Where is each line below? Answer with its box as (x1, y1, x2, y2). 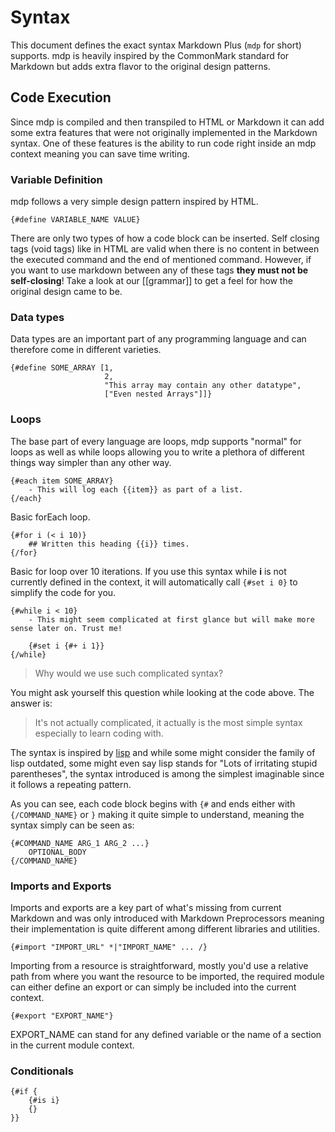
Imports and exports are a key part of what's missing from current (10, 901, 282, 913)
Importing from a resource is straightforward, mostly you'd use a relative (10, 959, 309, 971)
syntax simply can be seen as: (10, 819, 135, 831)
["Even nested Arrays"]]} (104, 389, 213, 400)
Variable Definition (10, 172, 103, 186)
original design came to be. (10, 286, 123, 298)
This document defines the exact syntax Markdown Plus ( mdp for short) (10, 39, 302, 51)
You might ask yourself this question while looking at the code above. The (10, 686, 315, 698)
